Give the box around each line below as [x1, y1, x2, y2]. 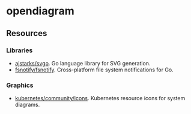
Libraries [6, 46, 33, 55]
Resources [6, 28, 47, 38]
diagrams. [14, 101, 40, 109]
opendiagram [6, 4, 74, 18]
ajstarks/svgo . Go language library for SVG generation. [14, 59, 151, 67]
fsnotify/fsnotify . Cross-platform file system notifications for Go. [14, 66, 174, 73]
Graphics [6, 81, 34, 89]
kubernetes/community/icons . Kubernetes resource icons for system [14, 95, 186, 102]
